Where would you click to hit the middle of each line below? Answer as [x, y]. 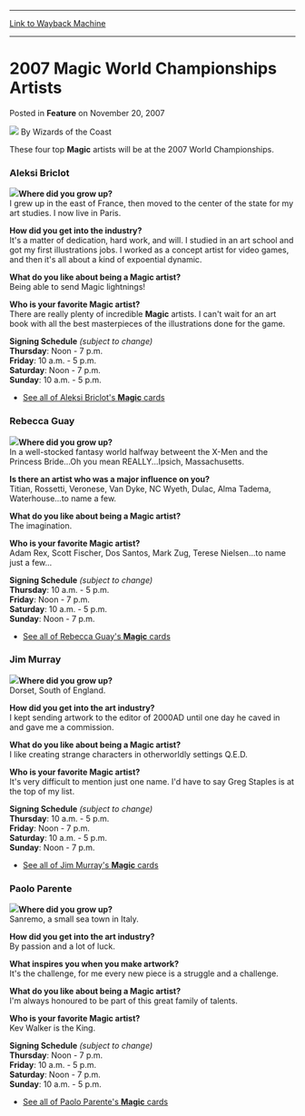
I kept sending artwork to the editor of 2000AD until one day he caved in [145, 717]
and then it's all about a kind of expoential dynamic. [106, 260]
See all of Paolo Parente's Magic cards [95, 1102]
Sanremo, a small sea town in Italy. [74, 919]
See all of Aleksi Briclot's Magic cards [93, 398]
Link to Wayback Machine [58, 23]
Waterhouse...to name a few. [63, 498]
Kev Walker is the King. [53, 1028]
